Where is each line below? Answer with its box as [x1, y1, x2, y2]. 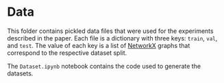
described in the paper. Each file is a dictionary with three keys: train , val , [7, 34, 218, 42]
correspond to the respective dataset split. [7, 49, 127, 57]
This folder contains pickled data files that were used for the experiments [7, 27, 214, 35]
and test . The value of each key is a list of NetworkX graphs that [7, 41, 190, 49]
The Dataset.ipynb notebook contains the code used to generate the [7, 62, 201, 70]
